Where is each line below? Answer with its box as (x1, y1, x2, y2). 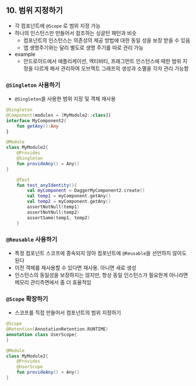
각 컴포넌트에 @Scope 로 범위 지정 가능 (14, 22, 101, 29)
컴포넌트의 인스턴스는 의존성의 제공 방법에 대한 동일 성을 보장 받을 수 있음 (23, 37, 191, 44)
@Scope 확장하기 (6, 294, 49, 302)
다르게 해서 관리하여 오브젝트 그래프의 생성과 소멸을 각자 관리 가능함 (34, 65, 189, 72)
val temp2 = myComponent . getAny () (27, 199, 111, 204)
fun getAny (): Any (16, 123, 59, 129)
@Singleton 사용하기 (6, 81, 60, 89)
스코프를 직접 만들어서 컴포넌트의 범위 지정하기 (14, 309, 121, 317)
